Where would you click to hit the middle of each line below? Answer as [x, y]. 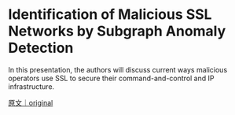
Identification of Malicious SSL [110, 15]
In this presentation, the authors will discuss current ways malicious [118, 69]
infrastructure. [31, 86]
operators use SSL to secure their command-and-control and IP [111, 78]
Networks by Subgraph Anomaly [117, 31]
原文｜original [31, 102]
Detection [41, 48]
